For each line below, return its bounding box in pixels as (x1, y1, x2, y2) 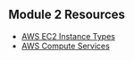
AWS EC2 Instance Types (21, 30, 115, 41)
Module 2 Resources (8, 7, 126, 22)
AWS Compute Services (21, 40, 111, 51)
